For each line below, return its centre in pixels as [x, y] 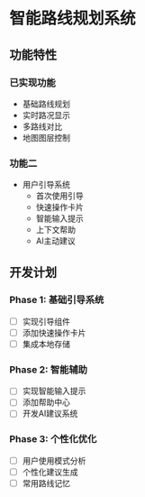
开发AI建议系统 [50, 414]
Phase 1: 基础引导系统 [57, 300]
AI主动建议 [56, 241]
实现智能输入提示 [54, 391]
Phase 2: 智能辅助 [49, 369]
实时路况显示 [46, 115]
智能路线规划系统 [73, 18]
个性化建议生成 [50, 472]
